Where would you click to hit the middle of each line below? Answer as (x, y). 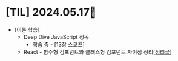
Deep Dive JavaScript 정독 (56, 37)
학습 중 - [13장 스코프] (59, 44)
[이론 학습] (27, 29)
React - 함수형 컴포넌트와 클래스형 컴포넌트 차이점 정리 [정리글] (97, 52)
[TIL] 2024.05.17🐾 (51, 12)
